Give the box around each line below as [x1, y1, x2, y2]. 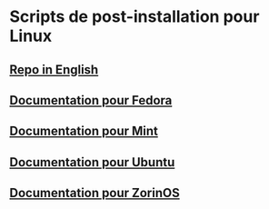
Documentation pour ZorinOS [9, 185, 180, 201]
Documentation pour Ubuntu [9, 154, 175, 170]
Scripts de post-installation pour [9, 6, 260, 27]
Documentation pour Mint [9, 124, 159, 139]
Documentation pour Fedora [9, 93, 173, 108]
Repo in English [9, 62, 99, 77]
